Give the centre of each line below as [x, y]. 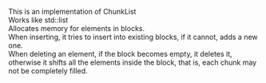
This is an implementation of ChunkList [72, 12]
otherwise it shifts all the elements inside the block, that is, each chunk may [133, 62]
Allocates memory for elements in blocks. [77, 28]
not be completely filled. [48, 71]
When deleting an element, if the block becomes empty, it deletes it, [121, 54]
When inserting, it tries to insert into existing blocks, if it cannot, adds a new [133, 37]
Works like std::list [38, 20]
